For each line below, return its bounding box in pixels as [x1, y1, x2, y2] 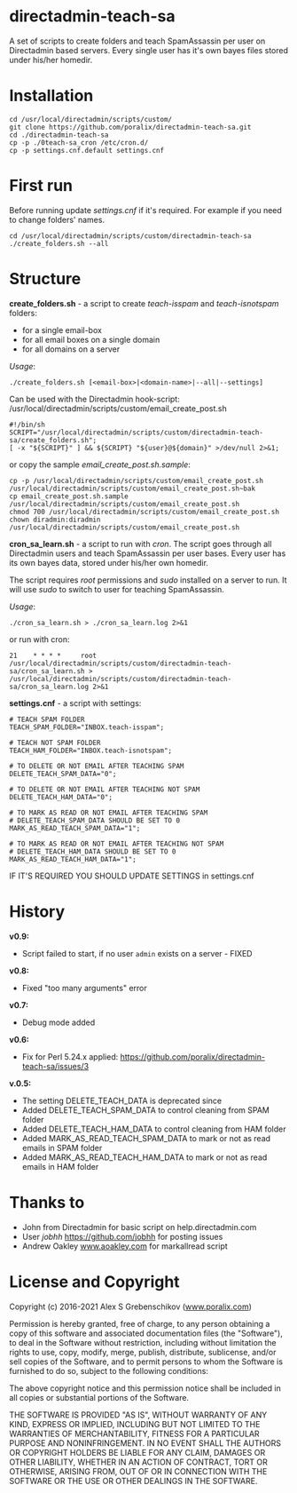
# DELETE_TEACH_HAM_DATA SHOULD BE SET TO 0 [9, 846, 176, 856]
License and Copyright [9, 1272, 180, 1291]
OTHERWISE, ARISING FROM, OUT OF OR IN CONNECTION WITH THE [9, 1465, 268, 1476]
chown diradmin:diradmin [9, 515, 101, 524]
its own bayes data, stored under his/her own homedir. [9, 557, 208, 568]
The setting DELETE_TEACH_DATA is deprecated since [21, 1095, 223, 1106]
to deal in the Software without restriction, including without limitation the [9, 1337, 277, 1347]
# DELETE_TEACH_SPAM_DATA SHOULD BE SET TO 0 [9, 815, 180, 825]
